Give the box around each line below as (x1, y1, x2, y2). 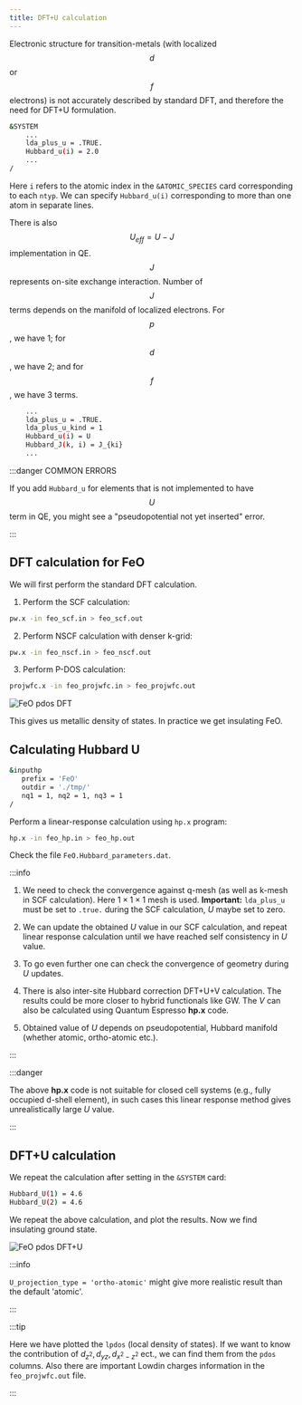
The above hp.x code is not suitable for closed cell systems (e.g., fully (9, 1084, 271, 1096)
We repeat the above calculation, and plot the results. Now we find (9, 1214, 258, 1225)
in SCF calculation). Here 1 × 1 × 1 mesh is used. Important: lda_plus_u (22, 894, 286, 906)
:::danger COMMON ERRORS (9, 465, 118, 476)
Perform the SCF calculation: (22, 596, 131, 607)
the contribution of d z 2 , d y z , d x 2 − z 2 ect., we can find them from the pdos (9, 1348, 277, 1362)
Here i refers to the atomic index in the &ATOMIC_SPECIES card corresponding (9, 180, 294, 191)
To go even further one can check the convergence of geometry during (22, 958, 289, 969)
